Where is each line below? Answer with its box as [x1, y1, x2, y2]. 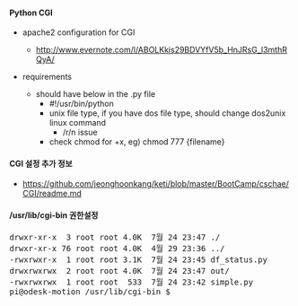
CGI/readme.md [22, 188, 83, 199]
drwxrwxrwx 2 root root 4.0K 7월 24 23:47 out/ [9, 266, 231, 275]
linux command [48, 118, 106, 128]
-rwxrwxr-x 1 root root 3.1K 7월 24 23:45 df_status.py [9, 254, 267, 265]
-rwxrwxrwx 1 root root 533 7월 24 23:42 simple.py [9, 276, 254, 287]
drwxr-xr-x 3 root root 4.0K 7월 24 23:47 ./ [9, 232, 221, 242]
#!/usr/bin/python [48, 99, 115, 109]
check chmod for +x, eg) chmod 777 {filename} [48, 136, 225, 147]
